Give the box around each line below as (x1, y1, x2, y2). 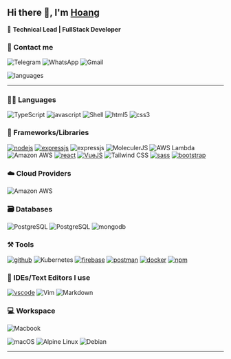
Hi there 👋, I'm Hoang (7, 7, 100, 19)
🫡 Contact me (7, 42, 54, 52)
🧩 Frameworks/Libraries (7, 128, 89, 138)
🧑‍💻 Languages (7, 95, 56, 105)
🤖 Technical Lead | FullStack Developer (7, 25, 122, 33)
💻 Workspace (7, 306, 56, 316)
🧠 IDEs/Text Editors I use (7, 273, 91, 283)
